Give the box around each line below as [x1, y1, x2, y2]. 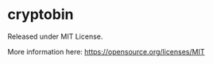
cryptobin [7, 6, 74, 24]
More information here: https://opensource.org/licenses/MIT [7, 47, 205, 56]
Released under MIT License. [7, 32, 103, 41]
